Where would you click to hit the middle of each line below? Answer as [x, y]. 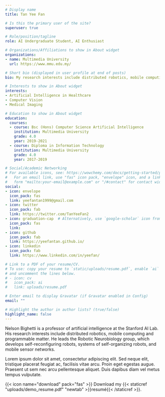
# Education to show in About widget [44, 113]
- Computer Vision [24, 100]
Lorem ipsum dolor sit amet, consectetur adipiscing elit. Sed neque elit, [77, 359]
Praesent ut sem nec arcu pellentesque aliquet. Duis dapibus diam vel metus [82, 369]
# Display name [21, 10]
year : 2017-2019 [31, 159]
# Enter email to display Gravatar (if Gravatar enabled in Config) [77, 296]
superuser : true [22, 28]
